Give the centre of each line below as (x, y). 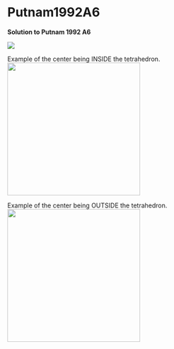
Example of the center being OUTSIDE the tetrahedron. (87, 205)
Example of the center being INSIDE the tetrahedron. (84, 59)
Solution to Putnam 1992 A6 (49, 32)
